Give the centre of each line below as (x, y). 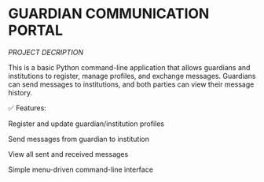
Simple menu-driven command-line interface (81, 169)
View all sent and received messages (68, 154)
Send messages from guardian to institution (79, 139)
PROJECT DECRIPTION (46, 52)
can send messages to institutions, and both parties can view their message (131, 84)
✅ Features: (27, 108)
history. (20, 92)
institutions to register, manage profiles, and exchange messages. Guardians (132, 76)
